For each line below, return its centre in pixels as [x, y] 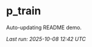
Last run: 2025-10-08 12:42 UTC [46, 39]
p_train [24, 11]
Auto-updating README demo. [44, 27]
